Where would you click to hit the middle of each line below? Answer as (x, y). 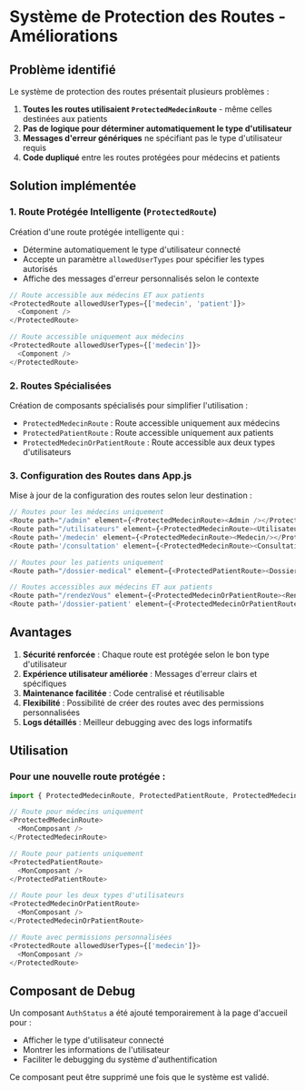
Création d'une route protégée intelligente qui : (97, 232)
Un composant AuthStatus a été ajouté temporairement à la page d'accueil (148, 1013)
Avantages (41, 633)
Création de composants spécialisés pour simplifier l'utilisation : (128, 405)
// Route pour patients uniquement (77, 854)
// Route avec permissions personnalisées (91, 937)
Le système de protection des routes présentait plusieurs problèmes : (139, 91)
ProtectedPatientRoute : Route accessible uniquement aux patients (148, 432)
